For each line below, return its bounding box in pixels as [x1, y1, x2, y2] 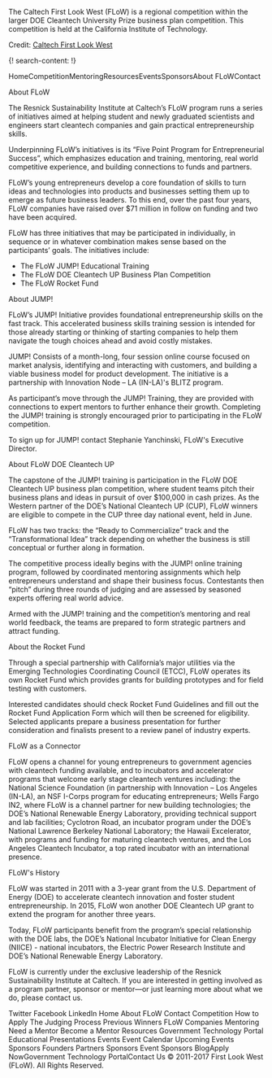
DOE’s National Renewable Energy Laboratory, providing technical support [8, 809, 257, 818]
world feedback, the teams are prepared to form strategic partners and [8, 618, 246, 627]
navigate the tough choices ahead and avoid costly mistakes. [8, 336, 213, 345]
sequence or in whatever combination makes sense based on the [8, 237, 227, 247]
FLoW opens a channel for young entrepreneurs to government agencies [8, 757, 253, 766]
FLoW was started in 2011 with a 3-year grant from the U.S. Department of [8, 884, 257, 893]
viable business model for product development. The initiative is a [8, 369, 229, 378]
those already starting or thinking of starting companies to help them [8, 327, 239, 337]
